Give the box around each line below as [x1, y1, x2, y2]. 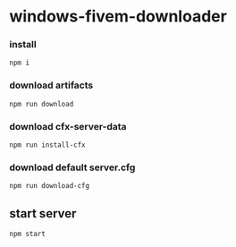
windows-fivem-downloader [9, 6, 228, 27]
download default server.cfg [9, 161, 136, 174]
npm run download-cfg [9, 182, 90, 191]
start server [9, 206, 77, 221]
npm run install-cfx [9, 141, 87, 149]
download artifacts [9, 79, 94, 91]
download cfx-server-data [9, 120, 127, 132]
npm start [9, 230, 46, 239]
